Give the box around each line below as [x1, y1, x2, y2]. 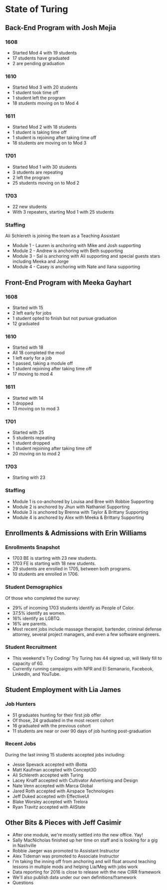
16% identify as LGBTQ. [12, 615, 61, 621]
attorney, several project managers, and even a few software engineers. [12, 631, 161, 637]
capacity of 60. [12, 660, 44, 666]
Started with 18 [12, 344, 43, 351]
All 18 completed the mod [12, 350, 65, 356]
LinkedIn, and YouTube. [12, 671, 61, 677]
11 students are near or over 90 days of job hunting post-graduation [12, 728, 151, 734]
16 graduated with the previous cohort [12, 722, 91, 728]
